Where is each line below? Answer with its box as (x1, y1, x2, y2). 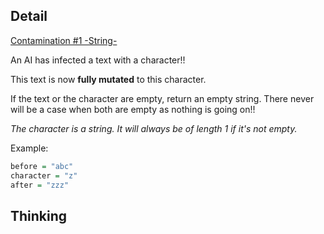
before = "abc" (10, 161, 74, 171)
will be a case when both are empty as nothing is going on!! (10, 103, 256, 115)
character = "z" (10, 170, 78, 181)
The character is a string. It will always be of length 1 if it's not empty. (10, 122, 298, 134)
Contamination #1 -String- (10, 34, 118, 46)
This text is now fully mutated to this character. (10, 73, 207, 85)
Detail (10, 8, 48, 25)
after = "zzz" (10, 180, 70, 190)
